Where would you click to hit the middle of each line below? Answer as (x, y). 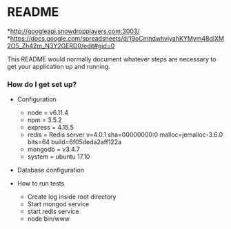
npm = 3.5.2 (44, 120)
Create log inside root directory (72, 197)
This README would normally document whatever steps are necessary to (112, 59)
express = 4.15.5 (50, 128)
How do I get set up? (42, 84)
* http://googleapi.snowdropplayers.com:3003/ (73, 31)
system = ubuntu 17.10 (59, 157)
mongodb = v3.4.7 (54, 150)
